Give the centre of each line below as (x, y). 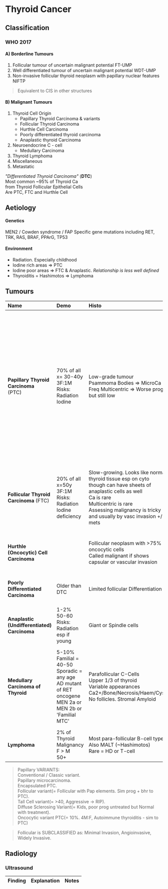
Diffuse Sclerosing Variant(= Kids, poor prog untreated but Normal (85, 807)
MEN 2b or (69, 708)
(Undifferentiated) (30, 625)
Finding (17, 881)
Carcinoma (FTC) (28, 500)
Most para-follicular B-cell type (126, 738)
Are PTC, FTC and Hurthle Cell (36, 192)
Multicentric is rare (110, 503)
